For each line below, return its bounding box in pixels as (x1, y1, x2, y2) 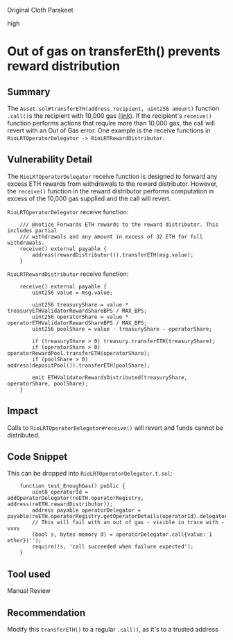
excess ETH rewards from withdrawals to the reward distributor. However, (7, 180, 218, 188)
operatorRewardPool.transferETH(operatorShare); (7, 349, 150, 356)
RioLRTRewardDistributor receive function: (7, 270, 129, 278)
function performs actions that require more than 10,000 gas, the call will (7, 119, 215, 127)
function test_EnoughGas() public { (19, 483, 126, 490)
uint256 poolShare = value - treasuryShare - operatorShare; (32, 325, 213, 332)
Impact (7, 405, 38, 417)
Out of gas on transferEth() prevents (7, 44, 221, 60)
